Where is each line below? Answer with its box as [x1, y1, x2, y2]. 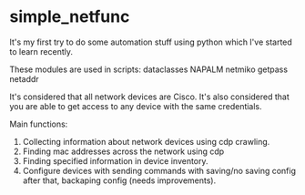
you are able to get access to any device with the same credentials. [9, 100, 262, 111]
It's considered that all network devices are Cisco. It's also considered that [9, 91, 290, 102]
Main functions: [9, 118, 68, 129]
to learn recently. [9, 46, 73, 56]
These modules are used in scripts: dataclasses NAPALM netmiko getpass [9, 64, 289, 75]
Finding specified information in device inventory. [22, 155, 208, 166]
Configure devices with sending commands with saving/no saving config [22, 165, 297, 176]
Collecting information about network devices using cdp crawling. [22, 136, 270, 147]
